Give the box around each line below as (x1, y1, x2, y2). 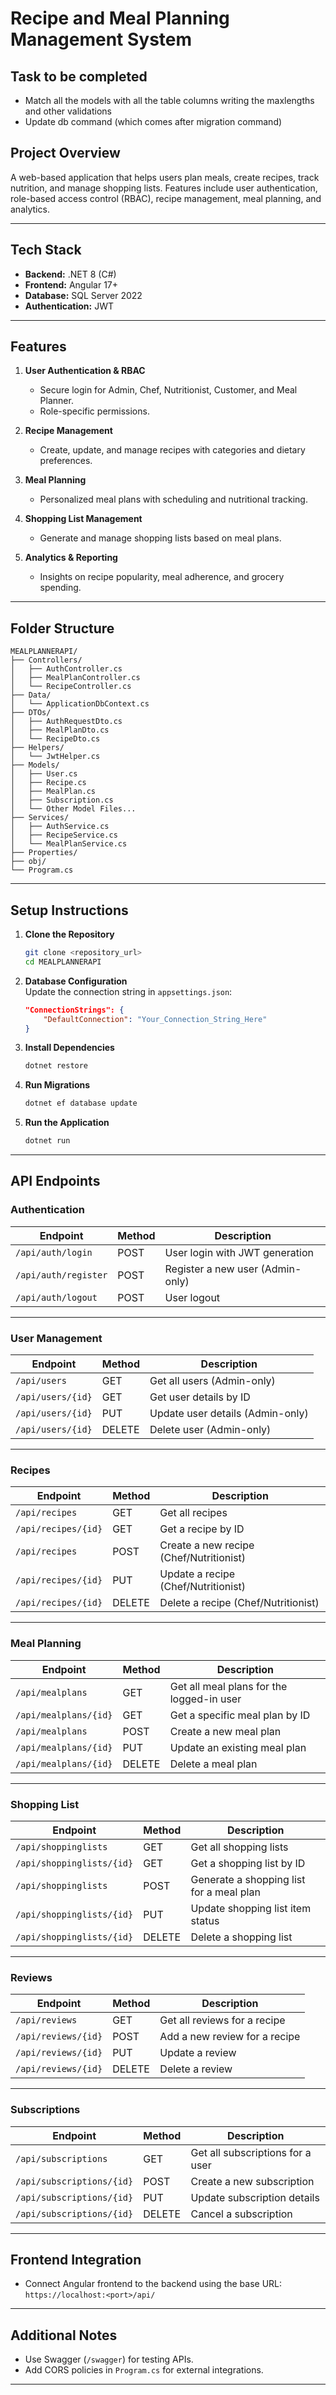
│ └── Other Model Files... (10, 804, 137, 814)
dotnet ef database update (24, 1098, 138, 1109)
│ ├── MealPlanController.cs (10, 673, 141, 683)
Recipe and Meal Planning (10, 7, 230, 30)
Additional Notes (10, 2327, 118, 2344)
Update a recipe (159, 1567, 236, 1581)
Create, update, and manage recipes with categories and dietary (39, 444, 306, 456)
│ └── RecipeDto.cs (10, 734, 101, 744)
